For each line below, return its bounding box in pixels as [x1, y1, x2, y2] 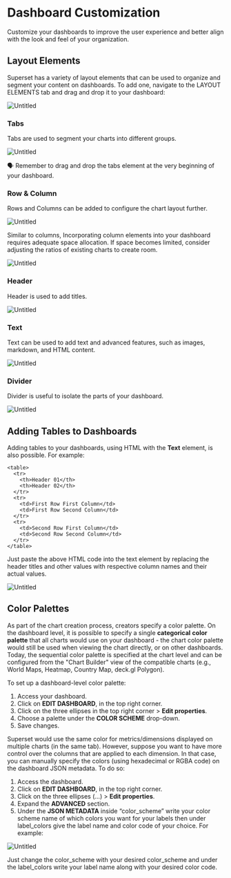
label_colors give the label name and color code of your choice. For [17, 821, 209, 830]
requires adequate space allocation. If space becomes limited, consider [7, 238, 210, 246]
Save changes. [17, 721, 60, 730]
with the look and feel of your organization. [7, 35, 130, 43]
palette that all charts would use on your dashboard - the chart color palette [7, 636, 224, 644]
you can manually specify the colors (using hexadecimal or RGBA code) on [7, 757, 220, 765]
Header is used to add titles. [7, 292, 88, 300]
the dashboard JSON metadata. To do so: [7, 764, 125, 772]
